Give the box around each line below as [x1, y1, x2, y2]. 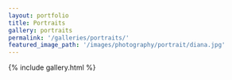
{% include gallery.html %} [8, 63, 96, 72]
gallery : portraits [8, 26, 73, 34]
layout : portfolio [8, 11, 69, 20]
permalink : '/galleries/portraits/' [8, 33, 130, 42]
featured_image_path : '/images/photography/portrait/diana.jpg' [8, 41, 226, 49]
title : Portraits [8, 19, 66, 27]
